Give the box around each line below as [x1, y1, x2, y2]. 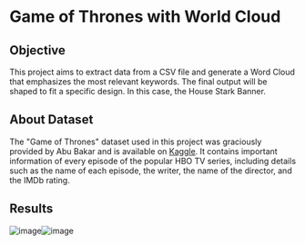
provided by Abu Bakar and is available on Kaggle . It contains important [9, 145, 278, 156]
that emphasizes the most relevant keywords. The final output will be [9, 76, 268, 87]
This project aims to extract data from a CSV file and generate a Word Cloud [9, 66, 296, 77]
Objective [9, 43, 66, 58]
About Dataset [9, 112, 94, 128]
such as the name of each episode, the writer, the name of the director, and [9, 165, 293, 176]
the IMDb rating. [9, 174, 70, 185]
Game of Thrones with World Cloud [9, 6, 281, 27]
